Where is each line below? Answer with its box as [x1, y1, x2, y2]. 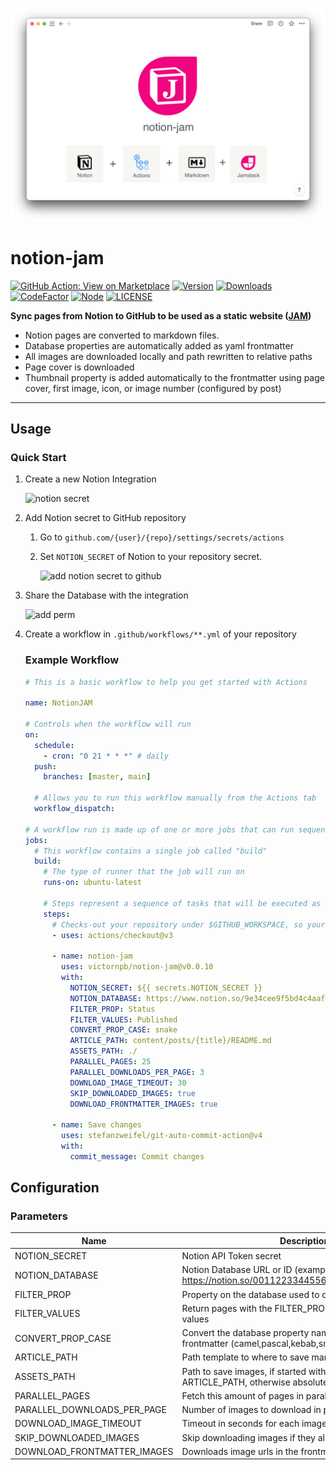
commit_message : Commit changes [69, 1151, 205, 1162]
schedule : [34, 740, 75, 750]
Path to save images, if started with [181, 1365, 327, 1377]
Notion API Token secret [181, 1249, 282, 1262]
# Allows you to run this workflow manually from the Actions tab [34, 793, 317, 803]
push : [34, 761, 57, 772]
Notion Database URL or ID [181, 1264, 293, 1276]
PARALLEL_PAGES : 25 [69, 1057, 152, 1067]
